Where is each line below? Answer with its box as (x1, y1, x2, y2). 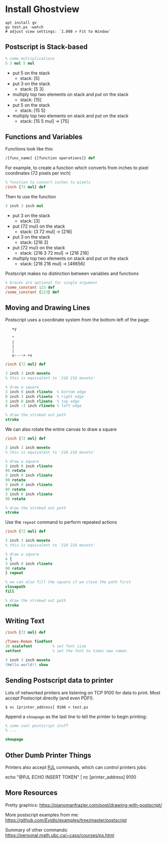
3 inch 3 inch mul (5, 203, 44, 208)
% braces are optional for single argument (5, 280, 98, 285)
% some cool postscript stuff (5, 723, 69, 728)
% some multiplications (5, 56, 55, 61)
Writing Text (5, 617, 45, 625)
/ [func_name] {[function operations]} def (5, 156, 95, 161)
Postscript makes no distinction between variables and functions (5, 270, 139, 276)
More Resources (5, 789, 58, 797)
